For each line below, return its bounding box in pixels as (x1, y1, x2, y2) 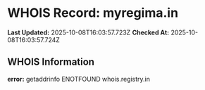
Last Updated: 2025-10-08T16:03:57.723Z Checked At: (7, 28, 170, 37)
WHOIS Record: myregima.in (7, 5, 178, 21)
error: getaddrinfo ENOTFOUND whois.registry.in (7, 75, 150, 83)
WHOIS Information (7, 56, 95, 68)
